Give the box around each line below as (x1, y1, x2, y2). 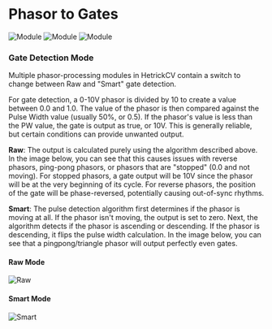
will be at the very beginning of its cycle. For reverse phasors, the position (8, 180, 256, 189)
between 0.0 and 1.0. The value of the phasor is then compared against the (8, 103, 260, 114)
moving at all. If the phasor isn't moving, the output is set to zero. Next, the (8, 213, 258, 223)
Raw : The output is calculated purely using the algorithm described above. (8, 145, 258, 155)
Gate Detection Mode (8, 52, 94, 63)
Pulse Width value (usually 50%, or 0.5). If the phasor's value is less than (8, 112, 253, 122)
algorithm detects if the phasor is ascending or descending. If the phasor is (8, 221, 260, 232)
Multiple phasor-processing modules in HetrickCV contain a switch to (8, 71, 241, 80)
